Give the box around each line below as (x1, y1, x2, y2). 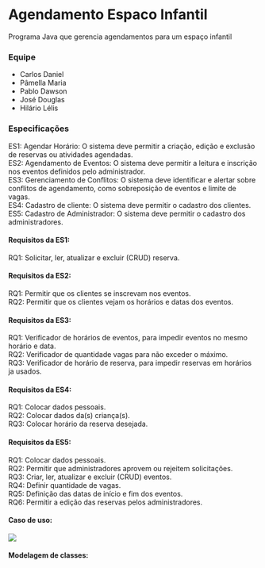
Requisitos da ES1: (8, 236, 70, 245)
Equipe (8, 52, 36, 63)
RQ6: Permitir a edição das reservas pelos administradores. (8, 497, 203, 507)
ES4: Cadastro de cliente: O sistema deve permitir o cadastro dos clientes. (8, 200, 252, 209)
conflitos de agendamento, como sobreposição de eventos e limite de (8, 183, 236, 193)
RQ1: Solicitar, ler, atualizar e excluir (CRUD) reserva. (8, 252, 180, 263)
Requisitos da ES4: (8, 385, 72, 394)
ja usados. (8, 367, 42, 376)
